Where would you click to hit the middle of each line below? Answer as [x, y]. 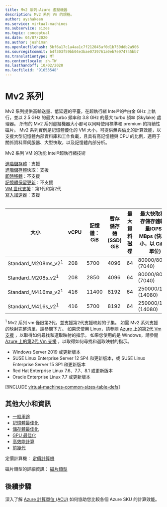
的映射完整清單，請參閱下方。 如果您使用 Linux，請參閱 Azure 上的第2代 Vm [83, 329]
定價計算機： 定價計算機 [30, 459]
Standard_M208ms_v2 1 [36, 263]
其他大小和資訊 [28, 403]
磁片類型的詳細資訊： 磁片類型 [36, 469]
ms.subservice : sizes [28, 28]
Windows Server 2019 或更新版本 [46, 352]
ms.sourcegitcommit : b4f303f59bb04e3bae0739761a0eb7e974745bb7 [72, 51]
